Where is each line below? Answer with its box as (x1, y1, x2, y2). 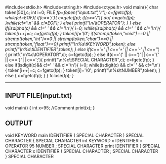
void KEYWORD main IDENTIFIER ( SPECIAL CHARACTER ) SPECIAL (5, 132, 144, 138)
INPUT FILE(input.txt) (5, 92, 73, 100)
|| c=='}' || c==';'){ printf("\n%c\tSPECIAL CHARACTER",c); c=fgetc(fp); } (5, 57, 155, 62)
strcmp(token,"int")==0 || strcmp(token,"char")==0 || (5, 36, 113, 42)
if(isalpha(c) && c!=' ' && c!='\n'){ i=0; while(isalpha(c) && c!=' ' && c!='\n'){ (5, 25, 161, 31)
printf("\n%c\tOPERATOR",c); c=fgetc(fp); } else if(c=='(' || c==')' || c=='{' (8, 52, 159, 57)
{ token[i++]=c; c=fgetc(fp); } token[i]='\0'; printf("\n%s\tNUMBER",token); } (5, 67, 161, 73)
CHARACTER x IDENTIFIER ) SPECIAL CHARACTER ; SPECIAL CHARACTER (5, 148, 158, 154)
